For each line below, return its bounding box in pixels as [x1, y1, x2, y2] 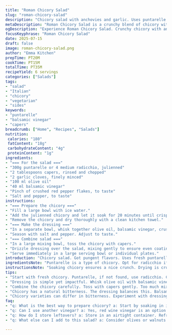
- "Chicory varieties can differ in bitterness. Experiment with [5, 293, 147, 299]
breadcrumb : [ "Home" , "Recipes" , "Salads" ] [5, 127, 100, 132]
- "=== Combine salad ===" [5, 237, 63, 242]
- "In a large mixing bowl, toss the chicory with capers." [5, 241, 137, 246]
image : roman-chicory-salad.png [5, 46, 74, 51]
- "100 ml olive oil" [5, 179, 52, 185]
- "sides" [5, 103, 27, 108]
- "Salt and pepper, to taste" [5, 193, 72, 199]
